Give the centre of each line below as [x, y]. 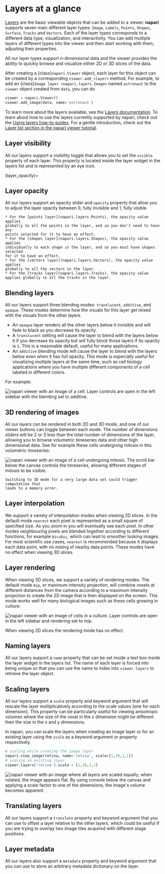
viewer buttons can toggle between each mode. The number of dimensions [82, 429]
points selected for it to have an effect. [50, 235]
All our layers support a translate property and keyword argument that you [82, 818]
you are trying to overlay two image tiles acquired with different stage [76, 828]
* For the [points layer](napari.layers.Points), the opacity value [77, 217]
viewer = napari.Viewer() [32, 98]
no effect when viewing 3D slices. [39, 552]
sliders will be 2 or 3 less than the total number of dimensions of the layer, [80, 435]
